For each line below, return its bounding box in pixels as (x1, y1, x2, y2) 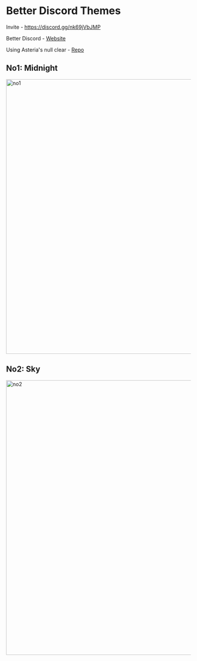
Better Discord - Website (6, 35, 66, 42)
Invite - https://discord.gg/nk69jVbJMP (6, 23, 101, 30)
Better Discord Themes (6, 4, 121, 18)
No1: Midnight (6, 63, 58, 73)
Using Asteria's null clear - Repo (6, 46, 84, 53)
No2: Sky (6, 364, 40, 374)
